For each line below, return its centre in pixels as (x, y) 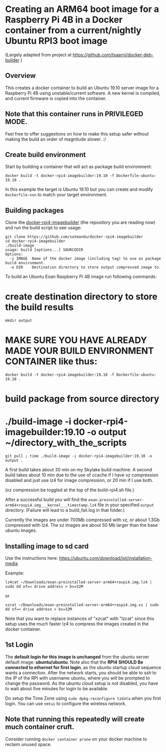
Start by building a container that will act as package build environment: (79, 167)
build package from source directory (82, 399)
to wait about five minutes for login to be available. (57, 688)
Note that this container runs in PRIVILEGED (74, 114)
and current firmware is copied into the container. (56, 98)
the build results (39, 307)
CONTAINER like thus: (51, 362)
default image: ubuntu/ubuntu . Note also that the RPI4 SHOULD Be (74, 662)
